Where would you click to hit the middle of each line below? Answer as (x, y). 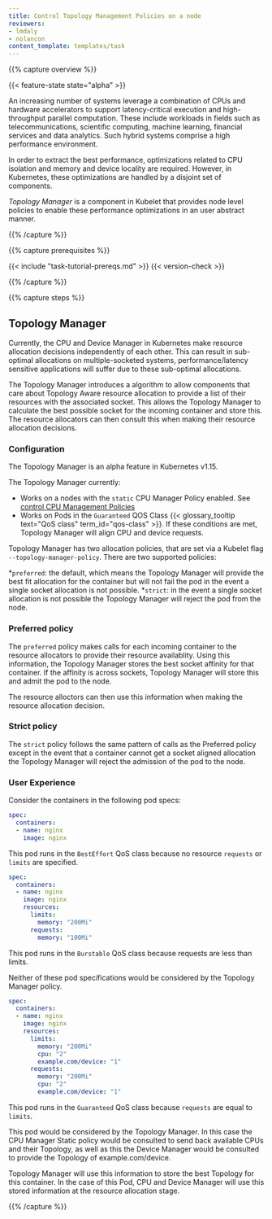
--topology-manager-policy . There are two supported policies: (112, 557)
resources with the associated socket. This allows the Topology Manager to (135, 402)
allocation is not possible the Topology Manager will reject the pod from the (135, 599)
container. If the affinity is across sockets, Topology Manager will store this (134, 672)
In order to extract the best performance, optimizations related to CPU (126, 160)
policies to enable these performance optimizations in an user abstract (127, 210)
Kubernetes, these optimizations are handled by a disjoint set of (115, 177)
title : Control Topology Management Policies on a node (105, 16)
